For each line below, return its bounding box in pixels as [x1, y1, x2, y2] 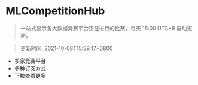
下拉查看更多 [14, 72, 46, 79]
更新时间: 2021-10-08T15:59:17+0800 [20, 45, 113, 52]
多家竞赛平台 [14, 57, 46, 64]
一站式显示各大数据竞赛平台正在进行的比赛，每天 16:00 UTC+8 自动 [20, 24, 187, 32]
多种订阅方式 [14, 64, 46, 72]
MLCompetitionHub [5, 4, 105, 18]
